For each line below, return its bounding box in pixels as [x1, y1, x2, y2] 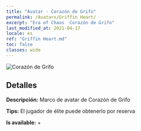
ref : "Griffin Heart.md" [6, 36, 67, 42]
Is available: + [6, 119, 41, 126]
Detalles [6, 80, 37, 90]
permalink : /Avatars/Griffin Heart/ [6, 14, 96, 20]
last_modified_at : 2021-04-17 [6, 25, 81, 31]
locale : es [6, 31, 33, 37]
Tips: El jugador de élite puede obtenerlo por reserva [6, 107, 136, 114]
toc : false [6, 42, 33, 48]
